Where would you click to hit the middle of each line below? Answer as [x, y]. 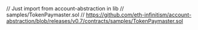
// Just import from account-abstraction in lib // [65, 9]
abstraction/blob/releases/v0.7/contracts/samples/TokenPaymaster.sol [95, 21]
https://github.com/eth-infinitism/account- [139, 15]
